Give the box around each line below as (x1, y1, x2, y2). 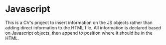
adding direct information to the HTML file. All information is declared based (5, 24, 162, 30)
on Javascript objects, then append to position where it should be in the (5, 30, 153, 36)
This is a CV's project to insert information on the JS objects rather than (5, 20, 153, 25)
